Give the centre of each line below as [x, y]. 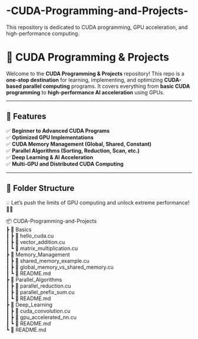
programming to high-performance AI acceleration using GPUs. [85, 92]
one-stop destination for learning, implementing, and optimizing [85, 80]
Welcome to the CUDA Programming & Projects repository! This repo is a [95, 73]
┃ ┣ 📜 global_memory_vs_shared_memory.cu [60, 267]
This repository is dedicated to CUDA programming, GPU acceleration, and [97, 27]
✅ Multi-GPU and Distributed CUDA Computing [65, 164]
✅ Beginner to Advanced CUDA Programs [58, 130]
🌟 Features [26, 116]
